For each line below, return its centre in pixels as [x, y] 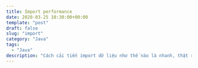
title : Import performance [39, 12]
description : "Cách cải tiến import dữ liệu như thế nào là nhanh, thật [97, 56]
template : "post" [27, 22]
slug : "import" [25, 34]
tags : [13, 45]
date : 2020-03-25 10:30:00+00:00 [47, 17]
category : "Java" [27, 39]
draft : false [22, 28]
